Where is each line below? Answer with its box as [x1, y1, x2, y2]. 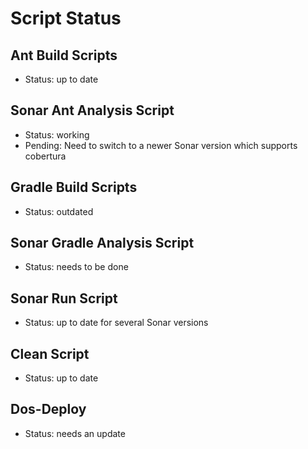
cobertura [24, 150, 67, 162]
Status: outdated [24, 205, 94, 217]
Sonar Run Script [10, 290, 118, 307]
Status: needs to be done [24, 261, 129, 273]
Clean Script [10, 345, 90, 362]
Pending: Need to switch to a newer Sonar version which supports [24, 139, 298, 151]
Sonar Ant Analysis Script [10, 102, 175, 119]
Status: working [24, 128, 90, 141]
